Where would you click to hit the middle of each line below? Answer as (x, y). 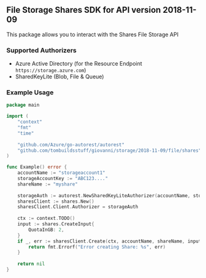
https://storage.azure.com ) (51, 70)
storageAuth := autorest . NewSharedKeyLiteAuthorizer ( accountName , (104, 195)
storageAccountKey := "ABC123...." (63, 179)
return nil (31, 264)
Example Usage (30, 92)
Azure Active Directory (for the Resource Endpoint (78, 64)
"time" (26, 133)
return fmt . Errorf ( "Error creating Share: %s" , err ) (97, 247)
